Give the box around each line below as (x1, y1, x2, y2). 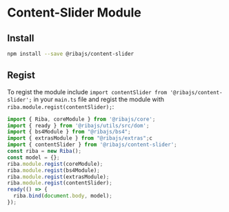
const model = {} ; (7, 153, 60, 161)
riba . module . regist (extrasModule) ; (7, 173, 110, 180)
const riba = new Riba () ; (7, 148, 81, 155)
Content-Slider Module (7, 5, 141, 21)
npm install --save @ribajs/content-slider (7, 50, 135, 57)
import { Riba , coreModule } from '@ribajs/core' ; (7, 116, 156, 123)
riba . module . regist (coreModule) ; (7, 160, 103, 167)
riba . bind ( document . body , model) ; (13, 193, 112, 200)
